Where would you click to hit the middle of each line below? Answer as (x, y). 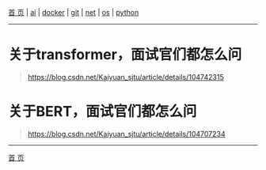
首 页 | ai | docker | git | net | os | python (74, 12)
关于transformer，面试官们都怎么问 (125, 55)
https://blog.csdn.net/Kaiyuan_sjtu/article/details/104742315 (125, 77)
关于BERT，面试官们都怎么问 (103, 112)
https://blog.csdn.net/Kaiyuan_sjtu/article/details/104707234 (126, 134)
